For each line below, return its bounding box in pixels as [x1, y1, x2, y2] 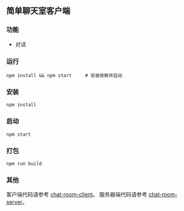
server [6, 198, 23, 206]
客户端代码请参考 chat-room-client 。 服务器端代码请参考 [6, 191, 148, 198]
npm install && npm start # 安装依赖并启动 [6, 72, 123, 78]
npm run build [6, 161, 43, 167]
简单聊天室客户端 [6, 5, 70, 16]
